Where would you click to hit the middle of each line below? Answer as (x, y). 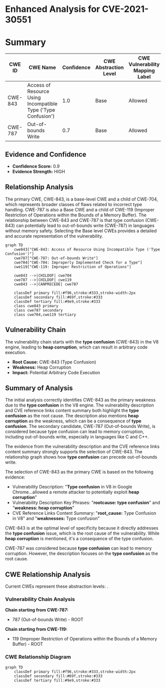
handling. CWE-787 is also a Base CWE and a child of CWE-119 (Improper (80, 209)
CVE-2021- (125, 9)
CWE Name (42, 68)
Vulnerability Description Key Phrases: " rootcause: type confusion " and (86, 503)
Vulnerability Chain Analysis (40, 599)
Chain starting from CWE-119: (36, 629)
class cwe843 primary (36, 306)
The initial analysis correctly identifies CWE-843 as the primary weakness (80, 400)
